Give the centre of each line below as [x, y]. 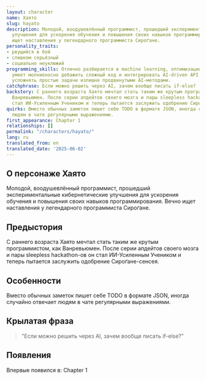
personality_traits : [33, 47]
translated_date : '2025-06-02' [46, 149]
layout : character [30, 12]
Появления [29, 355]
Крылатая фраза [40, 321]
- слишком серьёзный [33, 58]
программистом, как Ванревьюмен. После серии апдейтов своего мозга [103, 248]
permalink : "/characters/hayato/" [51, 132]
